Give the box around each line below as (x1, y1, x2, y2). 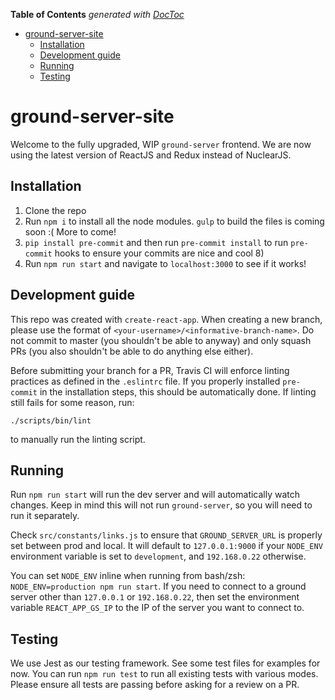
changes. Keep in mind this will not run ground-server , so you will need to (10, 499, 313, 511)
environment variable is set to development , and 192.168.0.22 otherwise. (10, 550, 307, 563)
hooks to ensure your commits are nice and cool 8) (54, 247, 265, 259)
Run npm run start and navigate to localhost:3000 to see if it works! (24, 257, 307, 269)
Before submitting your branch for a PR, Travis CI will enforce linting (10, 364, 290, 376)
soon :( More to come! (24, 225, 117, 238)
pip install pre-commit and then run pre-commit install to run (24, 236, 289, 248)
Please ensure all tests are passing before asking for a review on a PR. (10, 679, 300, 691)
